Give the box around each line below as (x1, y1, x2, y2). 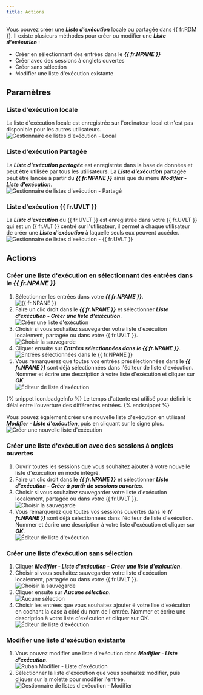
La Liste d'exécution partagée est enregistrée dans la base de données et (6, 161, 193, 168)
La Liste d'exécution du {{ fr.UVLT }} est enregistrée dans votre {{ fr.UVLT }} (6, 216, 198, 223)
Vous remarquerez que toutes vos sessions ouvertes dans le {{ (15, 508, 173, 515)
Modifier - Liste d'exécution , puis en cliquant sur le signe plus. (6, 420, 164, 427)
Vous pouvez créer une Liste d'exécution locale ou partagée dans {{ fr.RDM (6, 26, 197, 33)
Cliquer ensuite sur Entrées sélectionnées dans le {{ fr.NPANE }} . (15, 344, 181, 351)
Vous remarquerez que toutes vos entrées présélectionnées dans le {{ (15, 357, 191, 365)
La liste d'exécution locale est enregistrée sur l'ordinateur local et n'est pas (6, 119, 194, 126)
